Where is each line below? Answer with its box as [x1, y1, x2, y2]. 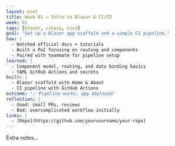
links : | [6, 112, 28, 118]
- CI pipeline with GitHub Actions [11, 85, 99, 91]
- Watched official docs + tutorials [11, 42, 104, 48]
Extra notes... [6, 134, 38, 141]
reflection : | [6, 96, 41, 102]
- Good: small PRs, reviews [11, 101, 81, 108]
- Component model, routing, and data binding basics [11, 63, 146, 69]
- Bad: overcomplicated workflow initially [11, 107, 120, 113]
